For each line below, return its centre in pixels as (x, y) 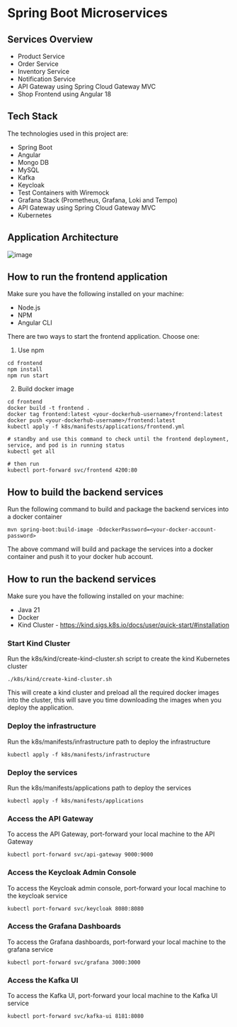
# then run (23, 464)
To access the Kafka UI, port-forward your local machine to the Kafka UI (112, 996)
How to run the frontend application (88, 277)
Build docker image (46, 389)
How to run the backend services (82, 579)
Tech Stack (33, 116)
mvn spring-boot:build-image (50, 530)
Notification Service (46, 79)
